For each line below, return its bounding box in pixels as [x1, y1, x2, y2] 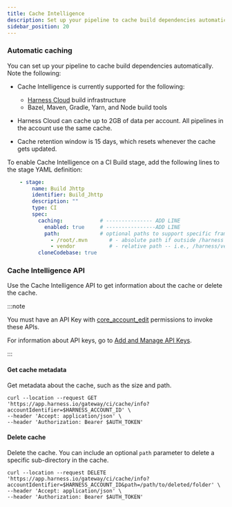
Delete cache [7, 433, 46, 441]
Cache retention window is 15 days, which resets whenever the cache [17, 137, 216, 145]
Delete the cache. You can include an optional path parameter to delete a [7, 448, 215, 457]
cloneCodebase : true [37, 250, 97, 257]
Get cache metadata [7, 366, 67, 374]
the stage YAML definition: [7, 165, 83, 174]
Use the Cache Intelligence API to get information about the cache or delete [7, 282, 223, 290]
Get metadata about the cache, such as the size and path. [7, 381, 172, 389]
